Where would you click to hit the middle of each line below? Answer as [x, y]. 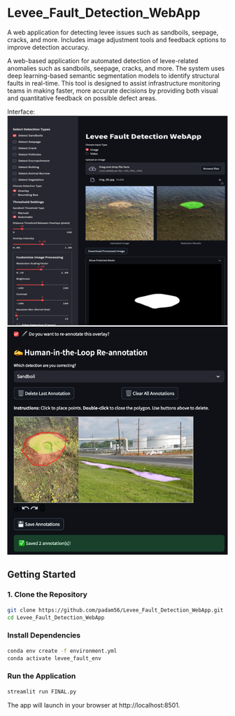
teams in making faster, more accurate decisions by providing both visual [113, 90]
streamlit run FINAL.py [42, 691]
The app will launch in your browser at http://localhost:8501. [94, 705]
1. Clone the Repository [47, 595]
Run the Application [42, 676]
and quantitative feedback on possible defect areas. [82, 98]
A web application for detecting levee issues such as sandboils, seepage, [113, 32]
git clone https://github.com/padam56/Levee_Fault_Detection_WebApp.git [115, 610]
